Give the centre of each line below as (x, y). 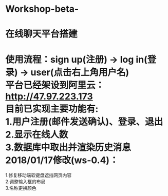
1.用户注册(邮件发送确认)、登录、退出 (84, 122)
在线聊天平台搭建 (42, 34)
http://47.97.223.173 (49, 96)
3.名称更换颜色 (21, 188)
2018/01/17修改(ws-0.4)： (62, 160)
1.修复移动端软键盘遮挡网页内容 (39, 175)
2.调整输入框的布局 (25, 182)
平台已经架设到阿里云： (55, 85)
